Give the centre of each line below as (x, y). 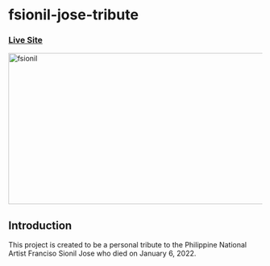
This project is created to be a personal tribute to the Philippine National (128, 245)
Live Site (25, 40)
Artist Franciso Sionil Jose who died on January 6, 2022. (102, 254)
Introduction (40, 225)
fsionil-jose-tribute (74, 15)
